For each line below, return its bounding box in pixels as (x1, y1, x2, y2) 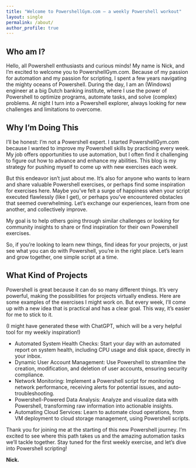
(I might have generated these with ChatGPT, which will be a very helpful (6, 322, 182, 329)
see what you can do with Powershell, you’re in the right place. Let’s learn (6, 247, 184, 254)
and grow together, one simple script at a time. (6, 253, 119, 260)
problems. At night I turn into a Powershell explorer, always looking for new (6, 100, 187, 107)
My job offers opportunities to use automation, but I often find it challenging (6, 151, 188, 158)
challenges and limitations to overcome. (6, 106, 102, 113)
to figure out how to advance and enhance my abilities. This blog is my (6, 157, 177, 164)
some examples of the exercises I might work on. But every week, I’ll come (6, 299, 186, 306)
